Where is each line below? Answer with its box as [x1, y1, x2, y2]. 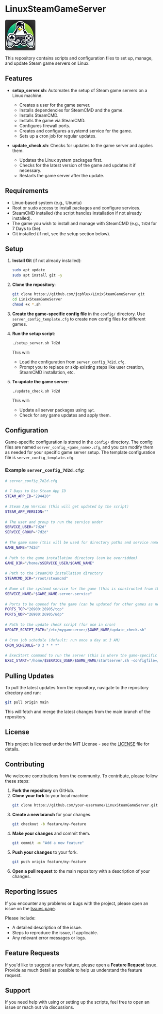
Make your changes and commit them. [12, 830, 91, 836]
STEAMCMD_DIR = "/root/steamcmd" [5, 576, 68, 581]
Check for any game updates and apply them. [19, 412, 111, 418]
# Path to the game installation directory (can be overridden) [5, 555, 138, 561]
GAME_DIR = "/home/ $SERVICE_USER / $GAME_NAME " [5, 561, 95, 565]
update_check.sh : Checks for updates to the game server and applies [12, 142, 153, 148]
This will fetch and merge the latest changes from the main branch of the [5, 709, 151, 714]
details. [5, 746, 20, 752]
